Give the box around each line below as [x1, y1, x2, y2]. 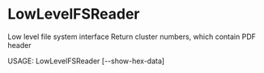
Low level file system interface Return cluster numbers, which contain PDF [7, 32, 257, 41]
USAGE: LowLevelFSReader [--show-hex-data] [7, 56, 165, 66]
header [7, 40, 32, 49]
